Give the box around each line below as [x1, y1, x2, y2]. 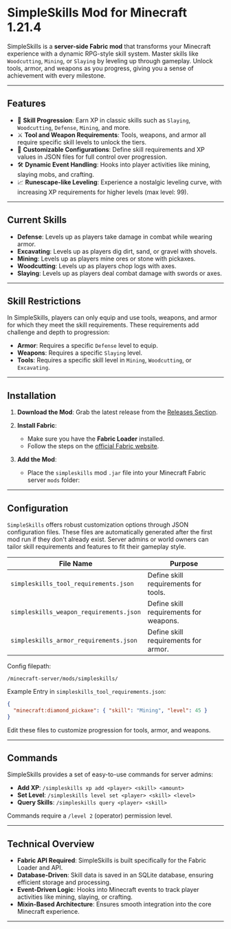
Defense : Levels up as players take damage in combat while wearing [16, 232, 213, 241]
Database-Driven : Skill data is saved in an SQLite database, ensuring [16, 871, 214, 879]
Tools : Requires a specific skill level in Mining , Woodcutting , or [16, 356, 192, 364]
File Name [58, 559, 93, 568]
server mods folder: [27, 476, 80, 484]
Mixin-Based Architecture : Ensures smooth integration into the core [16, 900, 212, 908]
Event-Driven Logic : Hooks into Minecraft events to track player [16, 886, 199, 894]
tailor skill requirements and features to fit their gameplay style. [7, 543, 186, 551]
